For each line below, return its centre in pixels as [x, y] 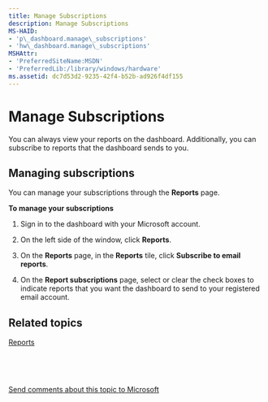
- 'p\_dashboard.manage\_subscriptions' [78, 39]
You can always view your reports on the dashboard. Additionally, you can [132, 139]
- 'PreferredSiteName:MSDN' [56, 62]
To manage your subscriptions [61, 209]
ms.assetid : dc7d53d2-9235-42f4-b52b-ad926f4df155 [96, 76]
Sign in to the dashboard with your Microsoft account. [110, 224]
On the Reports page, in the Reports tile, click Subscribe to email [130, 256]
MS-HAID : [23, 31]
